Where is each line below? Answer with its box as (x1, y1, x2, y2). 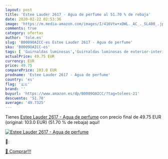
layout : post (5, 7, 32, 12)
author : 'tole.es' (5, 35, 43, 40)
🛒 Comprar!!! (5, 148, 31, 154)
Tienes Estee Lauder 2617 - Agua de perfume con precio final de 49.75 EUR (5, 114, 161, 120)
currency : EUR (5, 58, 35, 63)
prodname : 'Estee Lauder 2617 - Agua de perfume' (5, 72, 111, 77)
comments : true (5, 26, 37, 31)
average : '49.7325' (5, 100, 46, 105)
